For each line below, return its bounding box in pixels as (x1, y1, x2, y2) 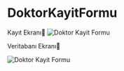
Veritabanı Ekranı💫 (7, 41, 61, 50)
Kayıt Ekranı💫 (7, 28, 46, 37)
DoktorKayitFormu (7, 5, 118, 21)
